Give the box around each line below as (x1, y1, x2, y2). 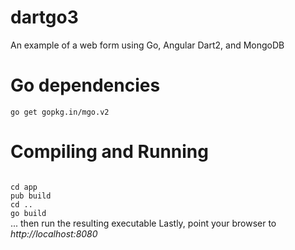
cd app (10, 182, 38, 192)
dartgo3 (10, 6, 79, 29)
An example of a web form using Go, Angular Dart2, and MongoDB (10, 39, 285, 51)
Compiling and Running (10, 141, 209, 163)
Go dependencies (10, 74, 161, 97)
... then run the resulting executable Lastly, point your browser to (10, 217, 277, 229)
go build (10, 208, 47, 218)
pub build (10, 191, 52, 201)
